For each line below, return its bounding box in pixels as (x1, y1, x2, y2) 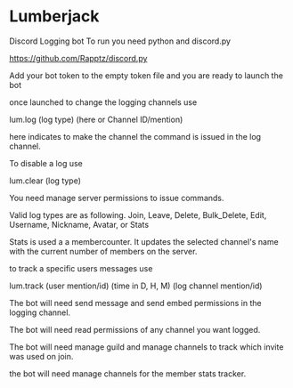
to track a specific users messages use (9, 263, 153, 273)
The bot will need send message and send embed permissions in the (9, 297, 262, 308)
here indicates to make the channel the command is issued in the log (9, 131, 261, 141)
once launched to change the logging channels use (9, 96, 198, 108)
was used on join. (9, 351, 74, 361)
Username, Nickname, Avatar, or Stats (9, 219, 150, 230)
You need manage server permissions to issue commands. (9, 192, 224, 203)
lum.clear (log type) (9, 175, 82, 186)
